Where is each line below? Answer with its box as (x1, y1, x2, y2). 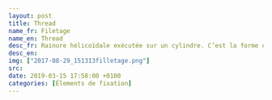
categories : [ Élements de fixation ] (8, 79, 132, 87)
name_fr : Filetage (8, 27, 70, 35)
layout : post (8, 11, 53, 20)
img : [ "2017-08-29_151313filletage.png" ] (8, 57, 151, 65)
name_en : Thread (8, 34, 63, 43)
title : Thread (8, 19, 57, 27)
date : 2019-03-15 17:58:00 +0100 (8, 72, 121, 80)
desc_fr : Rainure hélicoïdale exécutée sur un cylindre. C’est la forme (8, 42, 259, 50)
